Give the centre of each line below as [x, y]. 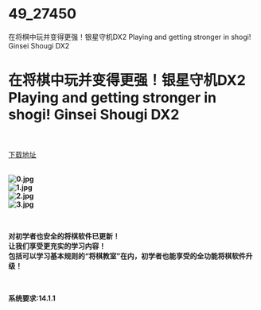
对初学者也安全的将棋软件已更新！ [64, 236]
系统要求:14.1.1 [32, 298]
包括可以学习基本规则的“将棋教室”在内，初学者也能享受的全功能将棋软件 [127, 256]
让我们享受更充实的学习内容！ [57, 246]
